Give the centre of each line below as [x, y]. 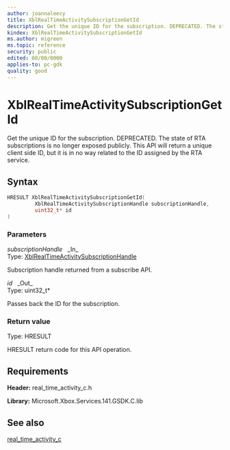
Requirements [38, 371]
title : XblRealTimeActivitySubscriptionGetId [73, 20]
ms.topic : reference [37, 45]
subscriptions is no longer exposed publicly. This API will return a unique [110, 145]
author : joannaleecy [37, 13]
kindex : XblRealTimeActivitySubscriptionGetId [75, 33]
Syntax [23, 181]
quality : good [27, 71]
